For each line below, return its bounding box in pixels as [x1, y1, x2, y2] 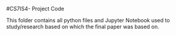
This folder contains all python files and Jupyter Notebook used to [6, 17, 170, 23]
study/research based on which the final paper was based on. [6, 23, 160, 30]
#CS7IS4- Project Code [6, 5, 64, 12]
